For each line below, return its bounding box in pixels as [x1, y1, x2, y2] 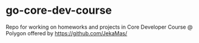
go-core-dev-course [5, 4, 112, 17]
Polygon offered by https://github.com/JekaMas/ [5, 29, 127, 36]
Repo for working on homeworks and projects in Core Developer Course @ [5, 23, 193, 30]
